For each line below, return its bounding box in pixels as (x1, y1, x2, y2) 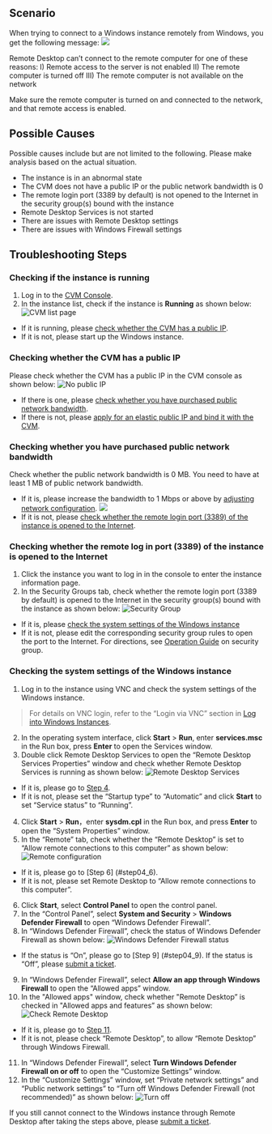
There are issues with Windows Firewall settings (20, 224, 182, 234)
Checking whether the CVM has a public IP (9, 352, 181, 364)
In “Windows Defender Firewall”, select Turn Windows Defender (20, 1057, 237, 1068)
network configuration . (20, 503, 98, 513)
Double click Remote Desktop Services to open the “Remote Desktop (20, 749, 252, 760)
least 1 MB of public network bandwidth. (9, 478, 144, 488)
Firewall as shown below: (20, 935, 105, 944)
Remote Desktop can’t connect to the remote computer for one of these (9, 53, 249, 63)
